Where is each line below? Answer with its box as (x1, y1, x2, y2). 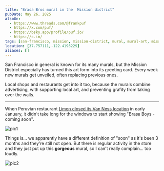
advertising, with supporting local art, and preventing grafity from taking (5, 86, 150, 92)
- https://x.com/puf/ (9, 25, 54, 30)
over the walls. (5, 91, 35, 98)
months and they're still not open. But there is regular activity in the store (5, 140, 152, 146)
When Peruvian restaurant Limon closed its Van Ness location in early (5, 106, 145, 111)
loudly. (5, 150, 19, 156)
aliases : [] (5, 48, 29, 53)
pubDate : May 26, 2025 (5, 12, 51, 17)
